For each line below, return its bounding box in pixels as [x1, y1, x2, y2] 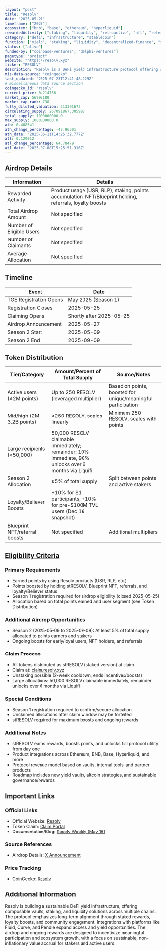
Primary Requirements [5, 566, 60, 573]
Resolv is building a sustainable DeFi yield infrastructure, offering [5, 903, 138, 909]
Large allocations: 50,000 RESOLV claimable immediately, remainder [12, 677, 152, 683]
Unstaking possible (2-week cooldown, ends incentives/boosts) [12, 672, 142, 678]
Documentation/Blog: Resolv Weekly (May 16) [12, 829, 106, 834]
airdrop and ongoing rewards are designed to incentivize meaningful [5, 930, 145, 936]
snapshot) [51, 514, 75, 521]
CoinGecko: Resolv [12, 876, 51, 882]
